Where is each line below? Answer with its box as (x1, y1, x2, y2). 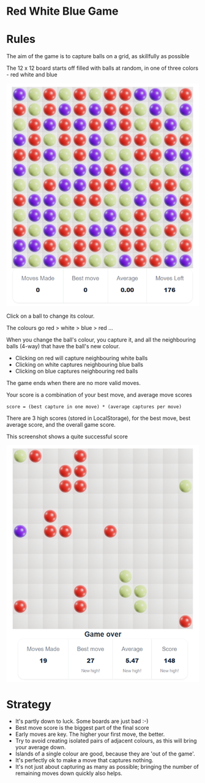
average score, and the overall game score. (6, 421, 116, 429)
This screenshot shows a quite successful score (6, 433, 129, 440)
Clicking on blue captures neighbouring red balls (15, 367, 138, 375)
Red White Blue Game (6, 4, 119, 18)
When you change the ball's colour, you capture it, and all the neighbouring (6, 336, 196, 343)
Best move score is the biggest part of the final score (15, 724, 149, 732)
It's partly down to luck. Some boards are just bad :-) (15, 717, 149, 725)
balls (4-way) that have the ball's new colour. (6, 343, 121, 350)
